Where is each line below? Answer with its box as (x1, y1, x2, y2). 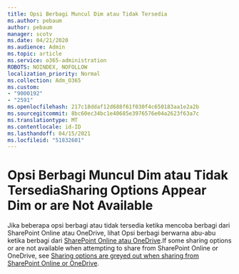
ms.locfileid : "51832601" (7, 136, 84, 143)
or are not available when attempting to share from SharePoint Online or (7, 244, 219, 253)
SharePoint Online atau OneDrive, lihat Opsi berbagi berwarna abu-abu (7, 229, 216, 238)
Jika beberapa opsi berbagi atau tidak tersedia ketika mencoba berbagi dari (7, 221, 230, 230)
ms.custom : (7, 83, 40, 91)
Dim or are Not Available (7, 198, 153, 214)
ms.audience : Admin (7, 44, 66, 51)
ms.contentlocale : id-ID (7, 123, 81, 131)
